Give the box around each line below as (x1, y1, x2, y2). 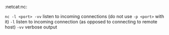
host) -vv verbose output (5, 24, 57, 30)
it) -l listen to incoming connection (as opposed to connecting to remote (5, 19, 158, 24)
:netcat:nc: (5, 4, 28, 9)
